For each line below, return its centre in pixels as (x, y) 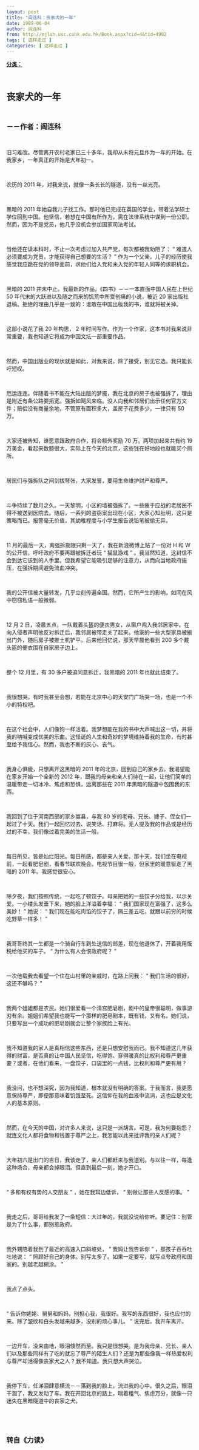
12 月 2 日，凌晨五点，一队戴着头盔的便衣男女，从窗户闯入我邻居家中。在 (98, 625)
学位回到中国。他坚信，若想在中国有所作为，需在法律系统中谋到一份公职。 (99, 217)
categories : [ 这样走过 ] (37, 46)
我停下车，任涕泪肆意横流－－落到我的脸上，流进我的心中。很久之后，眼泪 (99, 1386)
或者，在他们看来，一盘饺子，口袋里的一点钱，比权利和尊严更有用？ (102, 1063)
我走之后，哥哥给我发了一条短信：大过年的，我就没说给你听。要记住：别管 (99, 1217)
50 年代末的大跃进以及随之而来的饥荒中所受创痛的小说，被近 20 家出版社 (98, 296)
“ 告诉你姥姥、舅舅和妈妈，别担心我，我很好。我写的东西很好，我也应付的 (99, 1313)
